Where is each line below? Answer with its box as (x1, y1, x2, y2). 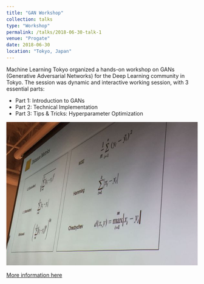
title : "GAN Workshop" (6, 10, 64, 16)
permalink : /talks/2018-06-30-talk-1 (6, 29, 102, 35)
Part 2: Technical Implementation (15, 103, 98, 111)
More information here (6, 271, 63, 279)
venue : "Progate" (6, 35, 50, 42)
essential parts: (6, 85, 45, 92)
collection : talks (6, 16, 53, 23)
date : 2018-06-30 (6, 42, 50, 48)
